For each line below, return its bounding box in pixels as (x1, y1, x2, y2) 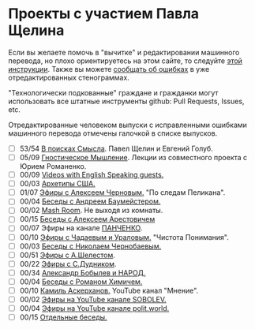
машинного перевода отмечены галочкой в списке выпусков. (8, 128, 218, 138)
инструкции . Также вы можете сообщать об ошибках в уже (8, 64, 210, 73)
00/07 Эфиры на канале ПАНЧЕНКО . (19, 223, 143, 233)
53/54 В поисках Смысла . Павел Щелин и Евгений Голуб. (19, 144, 213, 153)
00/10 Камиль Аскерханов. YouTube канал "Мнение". (19, 286, 199, 295)
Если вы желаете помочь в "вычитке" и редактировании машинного (8, 47, 240, 57)
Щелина (8, 21, 65, 39)
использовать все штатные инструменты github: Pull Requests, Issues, (8, 96, 245, 106)
